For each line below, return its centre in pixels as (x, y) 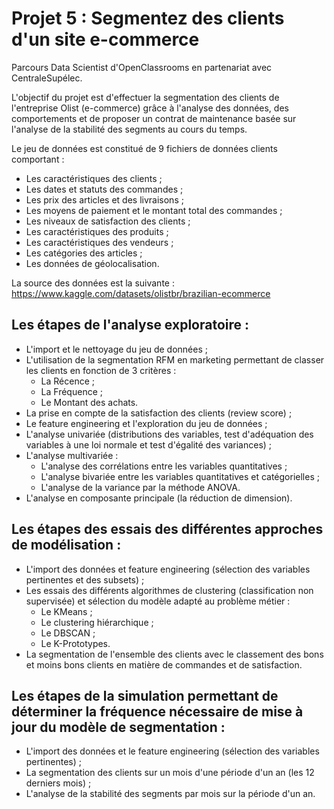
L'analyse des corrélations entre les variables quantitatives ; (164, 466)
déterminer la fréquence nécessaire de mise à (157, 711)
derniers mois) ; (58, 783)
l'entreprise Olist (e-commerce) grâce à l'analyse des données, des (150, 108)
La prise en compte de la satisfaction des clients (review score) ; (159, 413)
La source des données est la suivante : (93, 283)
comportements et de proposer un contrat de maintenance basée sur (154, 118)
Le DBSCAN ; (68, 633)
